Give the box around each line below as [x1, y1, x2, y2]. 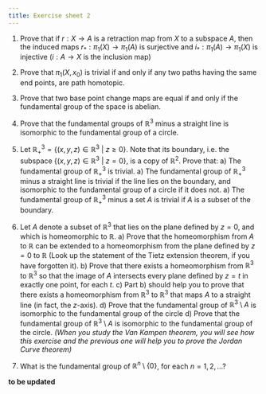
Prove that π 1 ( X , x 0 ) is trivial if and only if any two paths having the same [19, 68, 257, 80]
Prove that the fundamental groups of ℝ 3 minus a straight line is [19, 117, 229, 128]
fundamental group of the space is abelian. [19, 102, 162, 111]
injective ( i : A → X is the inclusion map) [19, 53, 151, 62]
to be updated [8, 377, 56, 387]
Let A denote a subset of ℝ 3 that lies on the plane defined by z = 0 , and [19, 220, 255, 232]
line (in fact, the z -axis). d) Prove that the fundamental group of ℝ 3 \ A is [19, 298, 256, 310]
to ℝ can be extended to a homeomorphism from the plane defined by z [19, 240, 256, 251]
